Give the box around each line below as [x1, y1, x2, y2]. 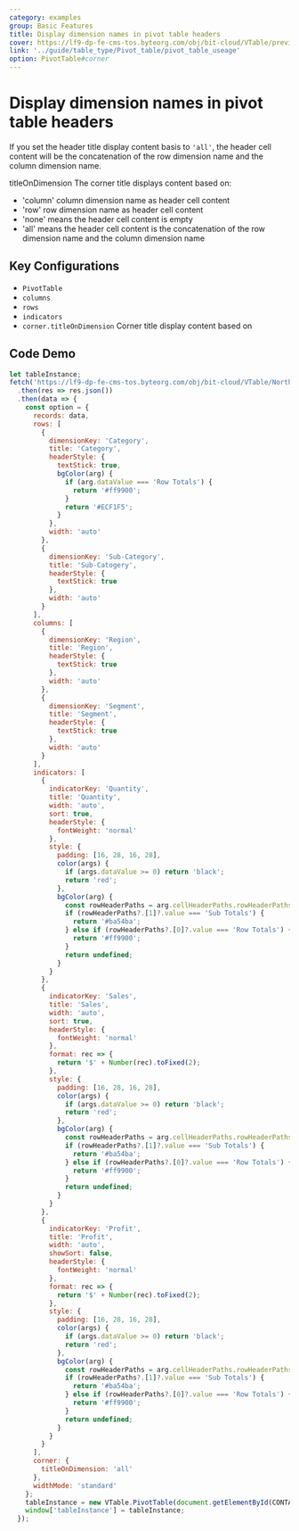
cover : [9, 37, 34, 47]
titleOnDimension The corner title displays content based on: [9, 178, 232, 188]
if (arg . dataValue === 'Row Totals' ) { [65, 477, 214, 486]
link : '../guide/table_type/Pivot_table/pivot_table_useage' [9, 46, 241, 55]
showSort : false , [48, 1249, 114, 1258]
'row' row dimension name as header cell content [21, 204, 204, 215]
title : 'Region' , [48, 643, 114, 652]
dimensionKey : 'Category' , [48, 436, 149, 445]
